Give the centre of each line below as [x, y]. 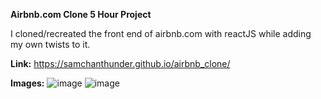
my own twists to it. [50, 44]
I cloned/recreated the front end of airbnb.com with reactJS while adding [161, 33]
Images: [27, 83]
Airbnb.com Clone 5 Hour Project [81, 14]
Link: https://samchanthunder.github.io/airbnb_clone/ [120, 63]
